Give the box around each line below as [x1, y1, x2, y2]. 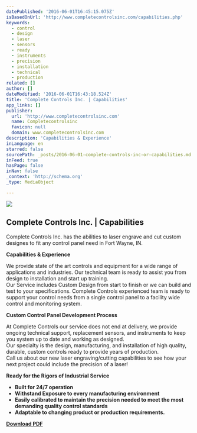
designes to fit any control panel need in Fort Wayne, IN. [6, 239, 143, 246]
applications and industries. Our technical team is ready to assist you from [6, 269, 187, 276]
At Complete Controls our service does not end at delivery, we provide [6, 323, 178, 330]
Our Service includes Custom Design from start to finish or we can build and [6, 281, 192, 288]
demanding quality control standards [14, 402, 108, 409]
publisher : [6, 108, 33, 114]
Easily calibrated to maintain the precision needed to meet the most [14, 396, 184, 403]
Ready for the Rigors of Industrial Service [6, 372, 110, 379]
